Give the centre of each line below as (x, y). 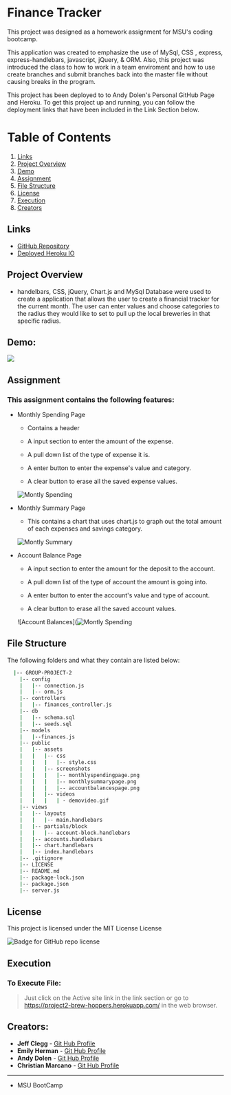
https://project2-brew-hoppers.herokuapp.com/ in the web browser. (121, 1005)
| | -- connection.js (52, 685)
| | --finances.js (47, 737)
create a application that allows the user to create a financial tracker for (118, 299)
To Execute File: (34, 983)
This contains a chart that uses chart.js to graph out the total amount (124, 521)
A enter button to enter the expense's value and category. (109, 468)
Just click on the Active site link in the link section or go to (106, 998)
